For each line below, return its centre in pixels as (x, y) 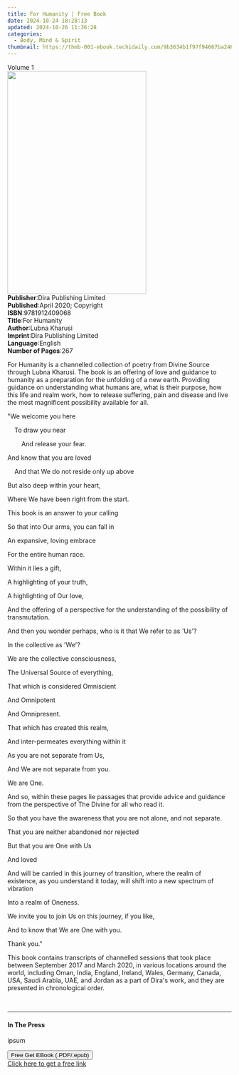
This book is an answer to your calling (63, 513)
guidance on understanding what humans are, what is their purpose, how (115, 387)
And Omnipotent (31, 700)
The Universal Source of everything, (60, 672)
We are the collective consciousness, (62, 659)
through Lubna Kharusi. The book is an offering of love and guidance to (112, 372)
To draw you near (40, 430)
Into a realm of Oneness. (43, 902)
